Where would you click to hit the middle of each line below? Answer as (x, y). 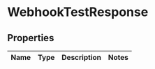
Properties (31, 38)
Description (81, 58)
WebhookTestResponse (78, 12)
